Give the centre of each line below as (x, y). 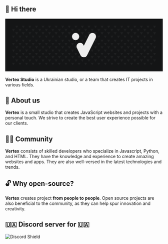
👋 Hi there (21, 9)
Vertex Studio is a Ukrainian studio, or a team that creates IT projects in (79, 79)
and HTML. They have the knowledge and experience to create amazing (79, 157)
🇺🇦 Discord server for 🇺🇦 (47, 225)
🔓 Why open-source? (39, 184)
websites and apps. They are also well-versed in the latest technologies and (83, 162)
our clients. (17, 123)
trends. (12, 167)
